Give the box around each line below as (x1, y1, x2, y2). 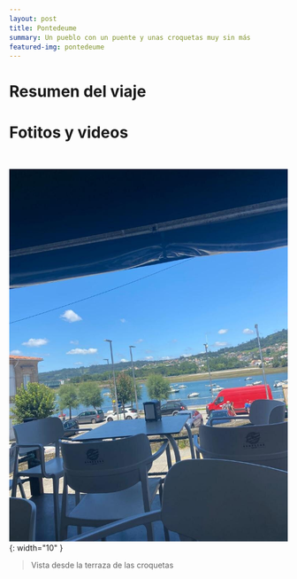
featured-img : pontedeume (9, 43, 104, 51)
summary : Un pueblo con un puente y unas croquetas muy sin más (9, 33, 251, 42)
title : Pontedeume (9, 23, 77, 33)
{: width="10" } (9, 543, 64, 553)
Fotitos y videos (9, 122, 129, 142)
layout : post (9, 14, 57, 23)
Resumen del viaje (9, 82, 147, 102)
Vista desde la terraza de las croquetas (30, 559, 174, 571)
